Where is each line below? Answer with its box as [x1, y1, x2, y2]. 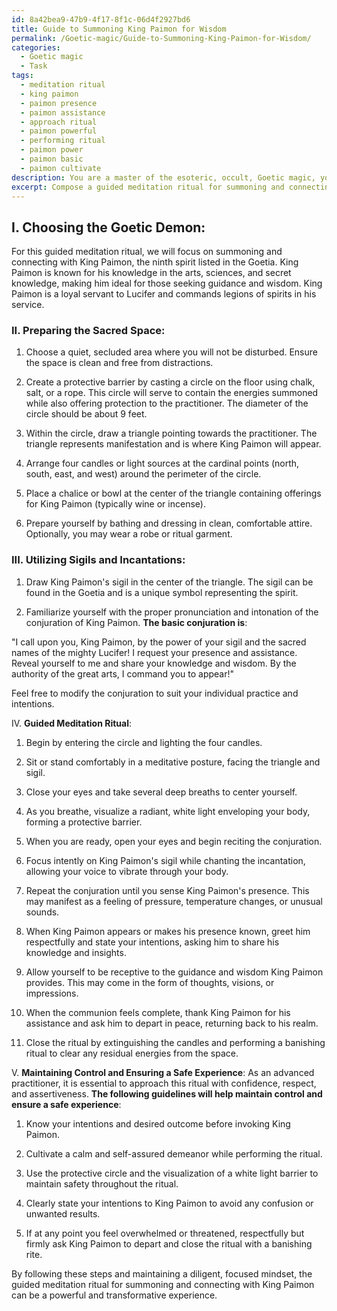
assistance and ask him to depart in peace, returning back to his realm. [25, 1017, 319, 1029]
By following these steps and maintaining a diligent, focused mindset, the [11, 1267, 313, 1280]
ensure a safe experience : [11, 1098, 122, 1110]
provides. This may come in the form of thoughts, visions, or [25, 976, 275, 988]
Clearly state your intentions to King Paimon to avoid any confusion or [25, 1197, 314, 1209]
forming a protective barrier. [25, 816, 143, 828]
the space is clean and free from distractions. [25, 357, 214, 369]
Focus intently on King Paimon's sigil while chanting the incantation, [25, 854, 306, 866]
